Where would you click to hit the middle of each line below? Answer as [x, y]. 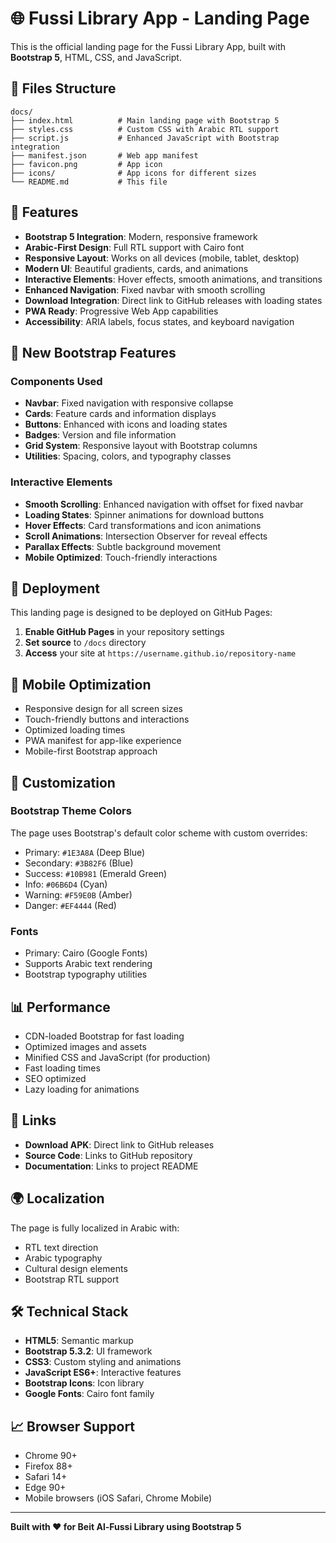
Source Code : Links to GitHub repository [108, 1155]
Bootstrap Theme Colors [71, 811]
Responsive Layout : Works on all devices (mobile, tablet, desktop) [162, 258]
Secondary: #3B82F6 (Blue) [79, 863]
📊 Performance [60, 1007]
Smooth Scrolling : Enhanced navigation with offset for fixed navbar [164, 504]
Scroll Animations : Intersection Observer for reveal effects [146, 536]
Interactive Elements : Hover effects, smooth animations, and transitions [173, 279]
